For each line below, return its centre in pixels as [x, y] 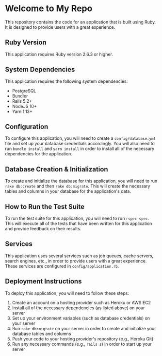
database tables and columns [41, 334]
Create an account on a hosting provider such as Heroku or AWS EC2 [81, 302]
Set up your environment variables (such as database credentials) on [81, 318]
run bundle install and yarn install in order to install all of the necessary [80, 149]
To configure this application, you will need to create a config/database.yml [81, 138]
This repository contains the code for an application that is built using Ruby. [81, 22]
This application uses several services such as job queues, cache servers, [79, 256]
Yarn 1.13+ [22, 111]
